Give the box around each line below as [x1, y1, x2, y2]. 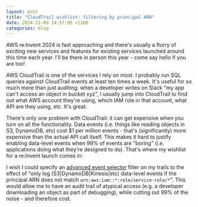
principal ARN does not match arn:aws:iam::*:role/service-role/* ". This [6, 176, 186, 183]
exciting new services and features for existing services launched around [6, 48, 185, 55]
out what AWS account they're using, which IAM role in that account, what [6, 97, 187, 104]
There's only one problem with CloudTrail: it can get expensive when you [6, 115, 184, 122]
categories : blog [6, 25, 49, 31]
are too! [6, 60, 25, 67]
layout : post [6, 8, 38, 15]
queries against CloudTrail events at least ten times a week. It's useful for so [6, 78, 192, 85]
